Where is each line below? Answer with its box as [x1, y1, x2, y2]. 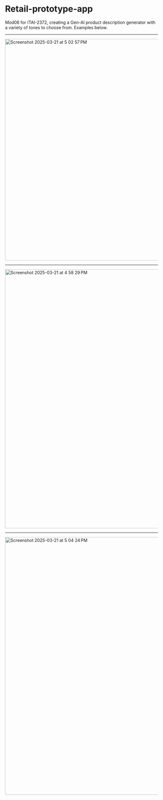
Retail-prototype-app [5, 3, 93, 15]
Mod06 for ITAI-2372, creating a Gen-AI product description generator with [5, 19, 156, 25]
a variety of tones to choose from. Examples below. [5, 24, 108, 30]
